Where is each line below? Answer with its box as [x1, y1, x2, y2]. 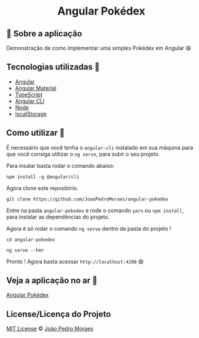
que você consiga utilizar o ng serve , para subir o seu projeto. [6, 150, 160, 157]
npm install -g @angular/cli [6, 174, 80, 180]
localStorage [14, 110, 47, 118]
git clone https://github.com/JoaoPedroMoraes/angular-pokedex [6, 196, 169, 202]
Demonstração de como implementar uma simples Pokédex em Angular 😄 [6, 44, 192, 51]
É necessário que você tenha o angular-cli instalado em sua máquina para [6, 144, 194, 151]
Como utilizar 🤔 [6, 128, 65, 138]
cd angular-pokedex [6, 236, 55, 243]
